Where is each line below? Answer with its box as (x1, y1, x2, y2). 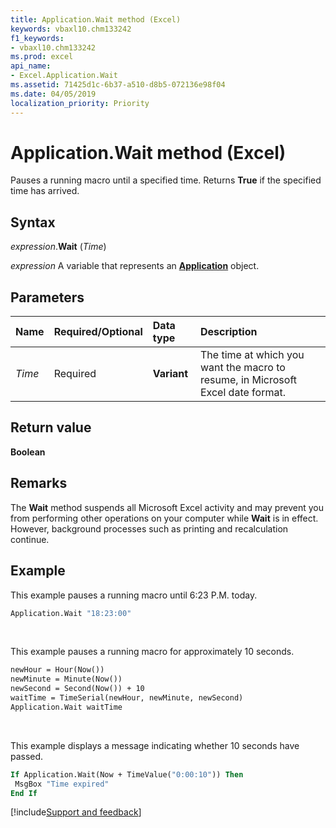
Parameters (10, 289, 85, 306)
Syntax (10, 214, 56, 231)
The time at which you (199, 348, 305, 362)
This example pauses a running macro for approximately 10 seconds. (10, 646, 295, 658)
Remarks (10, 475, 68, 492)
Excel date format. (199, 386, 286, 400)
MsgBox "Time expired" (14, 779, 110, 789)
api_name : (10, 61, 52, 71)
